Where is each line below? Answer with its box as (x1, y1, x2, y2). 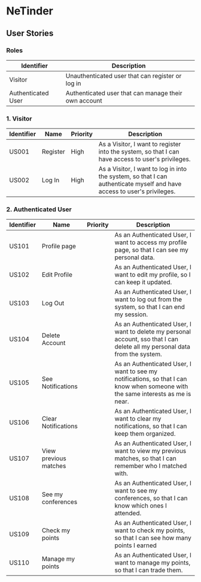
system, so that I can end (114, 303, 185, 311)
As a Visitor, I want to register (98, 140, 181, 148)
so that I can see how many (114, 534, 191, 542)
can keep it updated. (114, 278, 172, 286)
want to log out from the (114, 295, 182, 304)
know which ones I (114, 502, 167, 510)
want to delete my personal (114, 328, 191, 336)
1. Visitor (6, 114, 32, 122)
